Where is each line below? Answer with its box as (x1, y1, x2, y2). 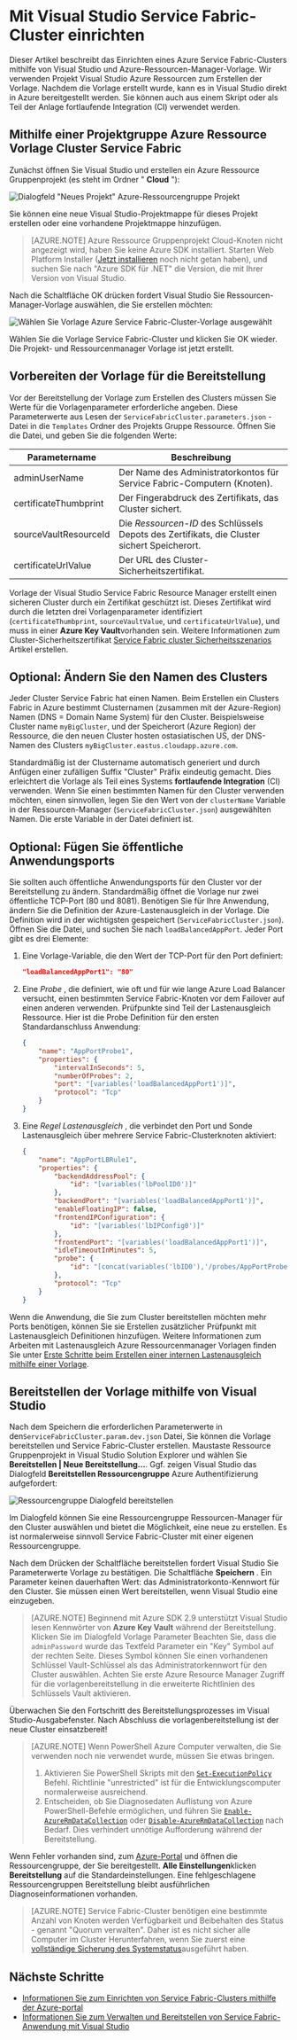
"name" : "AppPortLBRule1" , (38, 1155, 138, 1164)
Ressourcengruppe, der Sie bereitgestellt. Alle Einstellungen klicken (9, 1860, 256, 1872)
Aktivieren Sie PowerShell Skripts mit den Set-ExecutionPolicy (43, 1768, 272, 1778)
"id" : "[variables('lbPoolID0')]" (69, 1180, 197, 1189)
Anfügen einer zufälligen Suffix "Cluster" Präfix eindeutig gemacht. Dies (9, 767, 271, 778)
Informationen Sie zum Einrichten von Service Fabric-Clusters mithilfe (21, 1993, 277, 2004)
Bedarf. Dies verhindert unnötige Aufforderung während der (43, 1825, 263, 1835)
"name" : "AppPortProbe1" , (38, 1046, 134, 1056)
